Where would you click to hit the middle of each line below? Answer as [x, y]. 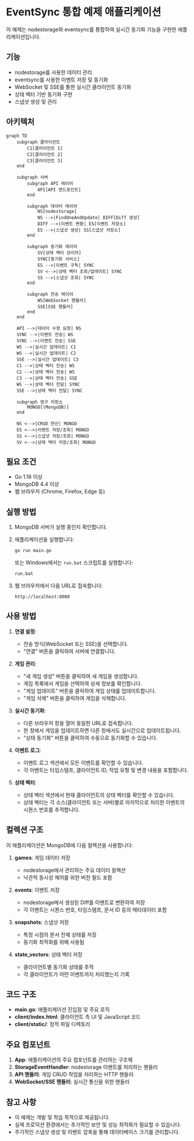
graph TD [17, 136]
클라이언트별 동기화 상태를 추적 [58, 967]
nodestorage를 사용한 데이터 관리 [53, 72]
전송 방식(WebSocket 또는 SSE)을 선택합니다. [76, 644]
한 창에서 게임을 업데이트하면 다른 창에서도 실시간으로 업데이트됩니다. [102, 730]
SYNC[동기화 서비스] [58, 259]
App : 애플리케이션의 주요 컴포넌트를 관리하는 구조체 [74, 1060]
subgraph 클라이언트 [38, 142]
